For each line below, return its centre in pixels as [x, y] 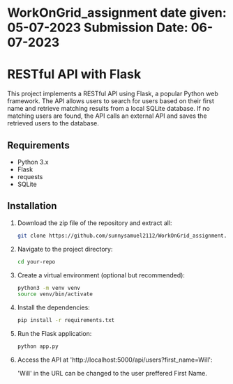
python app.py [38, 346]
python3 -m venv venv [49, 288]
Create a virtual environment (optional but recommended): [101, 275]
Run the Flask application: [54, 334]
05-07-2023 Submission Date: [98, 28]
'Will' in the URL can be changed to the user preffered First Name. [112, 373]
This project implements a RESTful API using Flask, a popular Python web [113, 94]
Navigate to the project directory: [65, 249]
